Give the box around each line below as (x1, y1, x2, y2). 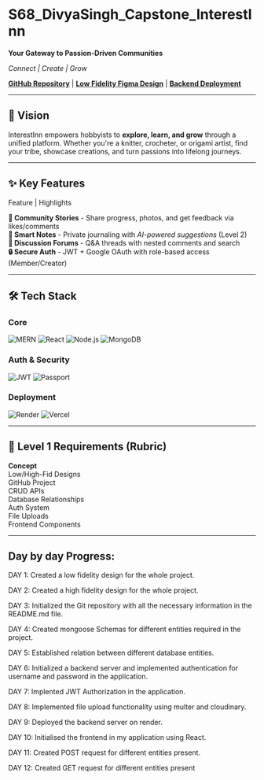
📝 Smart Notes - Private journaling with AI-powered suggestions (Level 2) (8, 230, 247, 239)
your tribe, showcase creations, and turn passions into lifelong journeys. (8, 146, 242, 156)
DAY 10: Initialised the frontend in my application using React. (8, 733, 207, 742)
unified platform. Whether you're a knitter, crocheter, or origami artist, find (8, 138, 248, 147)
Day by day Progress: (8, 549, 115, 564)
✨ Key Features (8, 177, 85, 190)
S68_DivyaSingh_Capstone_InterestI (8, 6, 253, 24)
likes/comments (8, 221, 60, 231)
